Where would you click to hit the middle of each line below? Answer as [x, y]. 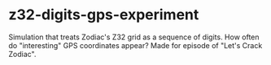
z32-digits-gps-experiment [104, 15]
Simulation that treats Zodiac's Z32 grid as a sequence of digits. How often [134, 37]
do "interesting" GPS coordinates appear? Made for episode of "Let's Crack [135, 45]
